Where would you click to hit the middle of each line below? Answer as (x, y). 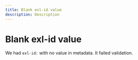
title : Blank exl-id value (33, 10)
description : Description (32, 14)
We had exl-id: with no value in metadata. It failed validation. (69, 53)
